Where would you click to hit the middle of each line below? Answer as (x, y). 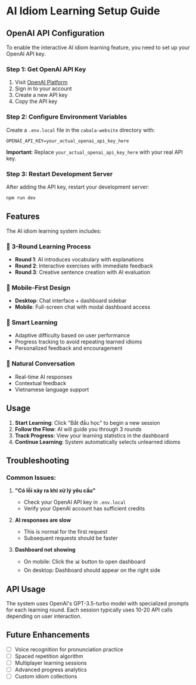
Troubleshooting (38, 460)
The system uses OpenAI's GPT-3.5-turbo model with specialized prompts (97, 604)
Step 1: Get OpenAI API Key (46, 69)
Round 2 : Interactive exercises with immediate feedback (84, 266)
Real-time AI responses (43, 377)
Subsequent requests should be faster (71, 538)
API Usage (26, 589)
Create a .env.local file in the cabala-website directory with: (81, 130)
